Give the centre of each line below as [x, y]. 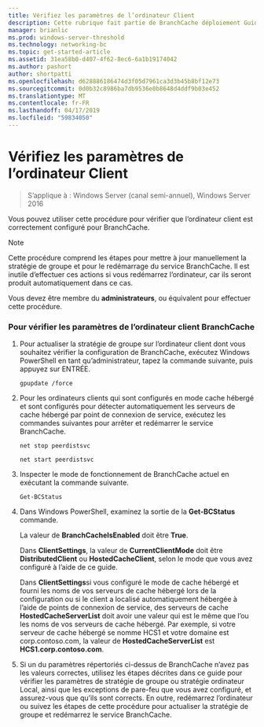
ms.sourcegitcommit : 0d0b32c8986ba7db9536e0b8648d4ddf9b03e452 [114, 89]
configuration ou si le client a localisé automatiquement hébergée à [128, 600]
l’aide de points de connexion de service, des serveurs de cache [124, 607]
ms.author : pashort [40, 67]
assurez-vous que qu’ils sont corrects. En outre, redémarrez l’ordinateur [136, 698]
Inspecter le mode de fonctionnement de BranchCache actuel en [124, 474]
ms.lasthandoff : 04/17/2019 [54, 111]
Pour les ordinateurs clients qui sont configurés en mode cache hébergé [136, 398]
